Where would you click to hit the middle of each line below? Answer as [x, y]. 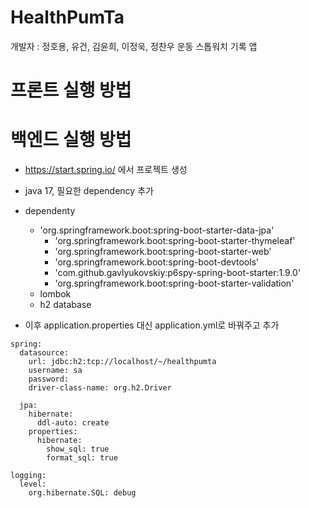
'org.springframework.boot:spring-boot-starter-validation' [174, 283]
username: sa [55, 371]
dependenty [50, 211]
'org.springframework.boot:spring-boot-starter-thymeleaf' [175, 241]
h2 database [65, 305]
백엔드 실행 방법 [71, 140]
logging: [28, 476]
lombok [55, 294]
